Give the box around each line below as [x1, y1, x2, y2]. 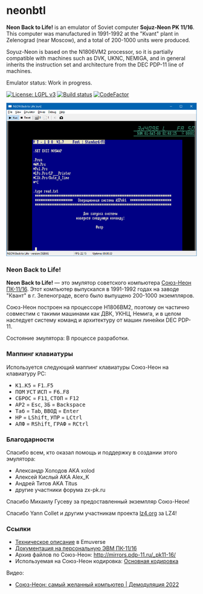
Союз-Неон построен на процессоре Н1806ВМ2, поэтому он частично [6, 304, 190, 311]
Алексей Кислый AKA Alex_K [14, 473, 89, 481]
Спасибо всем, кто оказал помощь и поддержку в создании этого [6, 449, 178, 456]
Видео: [6, 569, 24, 576]
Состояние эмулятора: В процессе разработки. [6, 334, 129, 342]
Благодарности [6, 435, 54, 444]
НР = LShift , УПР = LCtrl [14, 414, 83, 421]
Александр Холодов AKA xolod [14, 467, 95, 474]
